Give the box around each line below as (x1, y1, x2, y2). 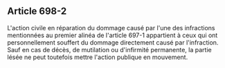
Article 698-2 (7, 5, 67, 17)
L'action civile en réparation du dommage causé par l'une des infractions (7, 23, 215, 32)
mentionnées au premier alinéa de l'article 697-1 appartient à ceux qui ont (7, 31, 218, 39)
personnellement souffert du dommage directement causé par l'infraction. (7, 38, 219, 47)
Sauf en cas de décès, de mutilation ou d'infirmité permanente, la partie (7, 45, 213, 54)
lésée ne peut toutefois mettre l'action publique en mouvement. (7, 53, 188, 61)
